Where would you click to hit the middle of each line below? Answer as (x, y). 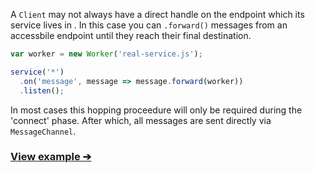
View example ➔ (51, 157)
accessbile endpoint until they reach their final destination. (131, 35)
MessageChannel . (43, 131)
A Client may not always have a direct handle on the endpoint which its (157, 14)
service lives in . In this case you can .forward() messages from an (149, 25)
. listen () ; (42, 90)
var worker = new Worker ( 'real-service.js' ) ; (106, 54)
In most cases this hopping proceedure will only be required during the (156, 110)
